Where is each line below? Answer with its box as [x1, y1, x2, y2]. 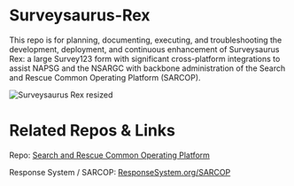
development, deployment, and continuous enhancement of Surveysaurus [9, 43, 280, 54]
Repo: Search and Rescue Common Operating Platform [9, 150, 211, 160]
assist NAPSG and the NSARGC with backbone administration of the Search [9, 63, 286, 74]
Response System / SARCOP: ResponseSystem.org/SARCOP [9, 167, 231, 177]
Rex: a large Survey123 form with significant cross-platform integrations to [9, 53, 281, 64]
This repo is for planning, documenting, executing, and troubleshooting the [9, 35, 282, 45]
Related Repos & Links [9, 120, 175, 141]
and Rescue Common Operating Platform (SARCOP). [9, 72, 201, 82]
